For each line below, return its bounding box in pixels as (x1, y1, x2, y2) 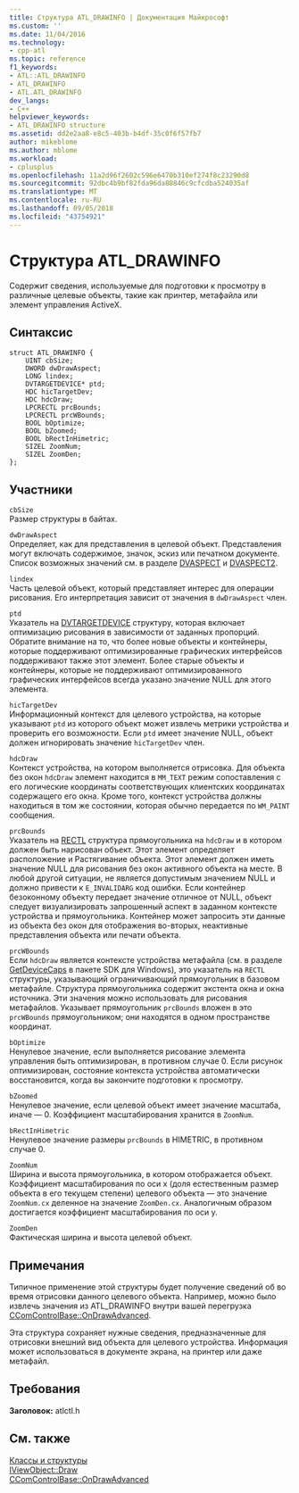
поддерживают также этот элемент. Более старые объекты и (9, 655, 245, 666)
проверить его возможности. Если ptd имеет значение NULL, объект (9, 728, 274, 739)
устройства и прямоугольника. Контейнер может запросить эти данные (9, 911, 286, 922)
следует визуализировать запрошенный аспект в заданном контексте (9, 901, 278, 912)
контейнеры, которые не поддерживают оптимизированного (9, 665, 243, 676)
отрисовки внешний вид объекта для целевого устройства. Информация (9, 1337, 288, 1348)
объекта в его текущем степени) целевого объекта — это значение (9, 1188, 268, 1199)
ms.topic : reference (9, 54, 87, 63)
